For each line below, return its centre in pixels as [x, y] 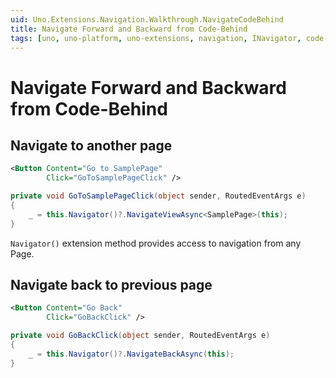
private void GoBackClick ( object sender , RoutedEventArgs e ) [140, 336]
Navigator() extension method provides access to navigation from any [156, 243]
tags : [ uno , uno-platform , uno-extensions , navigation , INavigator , [156, 38]
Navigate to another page [91, 145]
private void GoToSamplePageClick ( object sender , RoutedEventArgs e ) [158, 196]
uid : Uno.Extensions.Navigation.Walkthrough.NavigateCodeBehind [147, 19]
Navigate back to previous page [111, 285]
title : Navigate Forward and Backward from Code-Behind [129, 29]
